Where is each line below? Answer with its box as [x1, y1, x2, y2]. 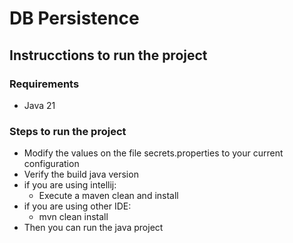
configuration [23, 158, 80, 170]
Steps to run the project [9, 124, 127, 138]
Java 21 [23, 99, 56, 111]
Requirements [9, 77, 80, 91]
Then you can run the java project [23, 222, 164, 234]
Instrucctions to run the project [9, 47, 208, 64]
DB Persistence [9, 7, 140, 30]
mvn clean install [38, 211, 109, 223]
